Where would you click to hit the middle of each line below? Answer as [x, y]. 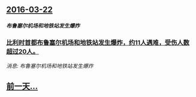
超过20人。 [22, 52]
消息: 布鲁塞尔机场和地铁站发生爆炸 [50, 65]
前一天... [22, 87]
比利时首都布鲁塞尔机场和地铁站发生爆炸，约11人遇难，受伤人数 [98, 43]
